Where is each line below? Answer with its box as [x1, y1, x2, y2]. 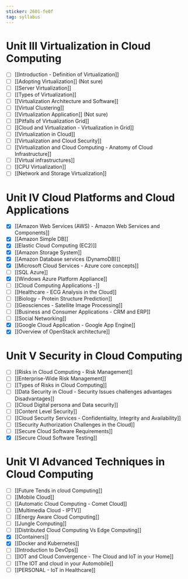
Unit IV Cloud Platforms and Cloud [6, 191, 175, 204]
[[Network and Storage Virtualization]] [14, 170, 107, 177]
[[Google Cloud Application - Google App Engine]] [14, 322, 135, 329]
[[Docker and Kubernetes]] [14, 540, 79, 547]
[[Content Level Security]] [14, 408, 78, 415]
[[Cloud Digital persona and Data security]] [14, 401, 119, 408]
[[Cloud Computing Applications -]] [14, 282, 100, 289]
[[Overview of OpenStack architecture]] [14, 328, 110, 335]
